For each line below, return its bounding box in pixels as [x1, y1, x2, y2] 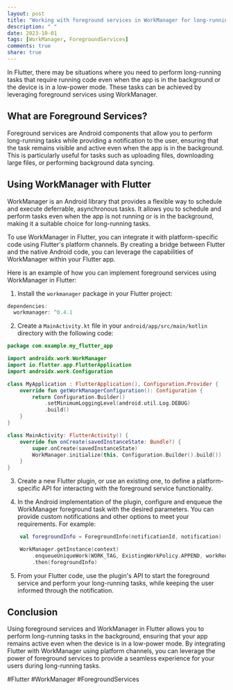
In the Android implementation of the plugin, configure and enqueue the [17, 498, 223, 506]
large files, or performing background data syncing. [7, 158, 155, 167]
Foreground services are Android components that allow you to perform [7, 129, 213, 137]
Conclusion [7, 607, 58, 618]
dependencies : [7, 303, 49, 310]
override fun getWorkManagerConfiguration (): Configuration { [19, 387, 203, 394]
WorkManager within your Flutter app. [7, 255, 116, 263]
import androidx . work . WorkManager [7, 355, 107, 362]
